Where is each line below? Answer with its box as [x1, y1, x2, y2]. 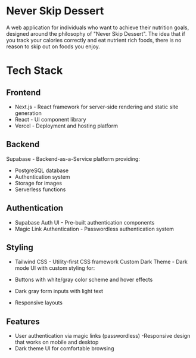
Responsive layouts [14, 299, 63, 306]
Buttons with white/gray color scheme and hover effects [14, 276, 153, 284]
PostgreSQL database [14, 167, 69, 174]
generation [14, 109, 42, 117]
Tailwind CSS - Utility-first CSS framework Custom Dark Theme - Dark [14, 258, 188, 266]
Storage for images [14, 179, 63, 186]
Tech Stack [6, 64, 63, 77]
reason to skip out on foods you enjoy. [6, 43, 100, 50]
